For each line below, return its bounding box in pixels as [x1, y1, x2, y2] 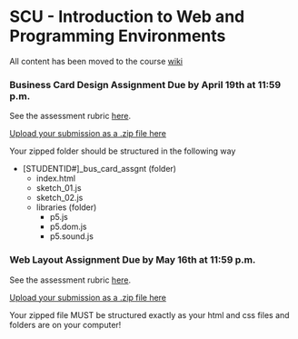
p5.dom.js [49, 221, 87, 233]
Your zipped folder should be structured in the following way [9, 145, 236, 156]
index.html [35, 173, 75, 184]
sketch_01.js [35, 183, 82, 194]
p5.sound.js [49, 231, 94, 242]
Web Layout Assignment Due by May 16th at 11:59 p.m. [9, 254, 256, 266]
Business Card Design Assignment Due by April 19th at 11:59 [9, 78, 282, 91]
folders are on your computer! [9, 319, 122, 330]
